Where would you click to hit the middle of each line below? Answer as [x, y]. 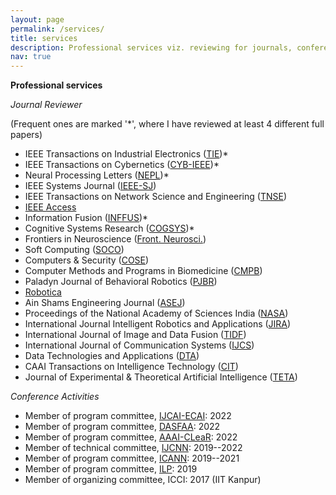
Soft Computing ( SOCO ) [74, 250]
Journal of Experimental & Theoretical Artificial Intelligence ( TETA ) [161, 377]
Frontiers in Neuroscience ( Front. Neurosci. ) [115, 239]
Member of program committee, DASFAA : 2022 [122, 427]
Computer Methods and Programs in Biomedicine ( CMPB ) [143, 271]
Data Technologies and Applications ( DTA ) [112, 356]
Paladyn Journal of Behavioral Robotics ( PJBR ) [121, 282]
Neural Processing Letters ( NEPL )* [97, 175]
